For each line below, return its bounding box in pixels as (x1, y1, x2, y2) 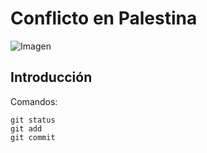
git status (10, 115, 56, 125)
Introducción (10, 69, 93, 86)
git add (10, 123, 43, 134)
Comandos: (10, 95, 58, 107)
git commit (10, 132, 56, 142)
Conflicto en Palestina (10, 7, 198, 30)
